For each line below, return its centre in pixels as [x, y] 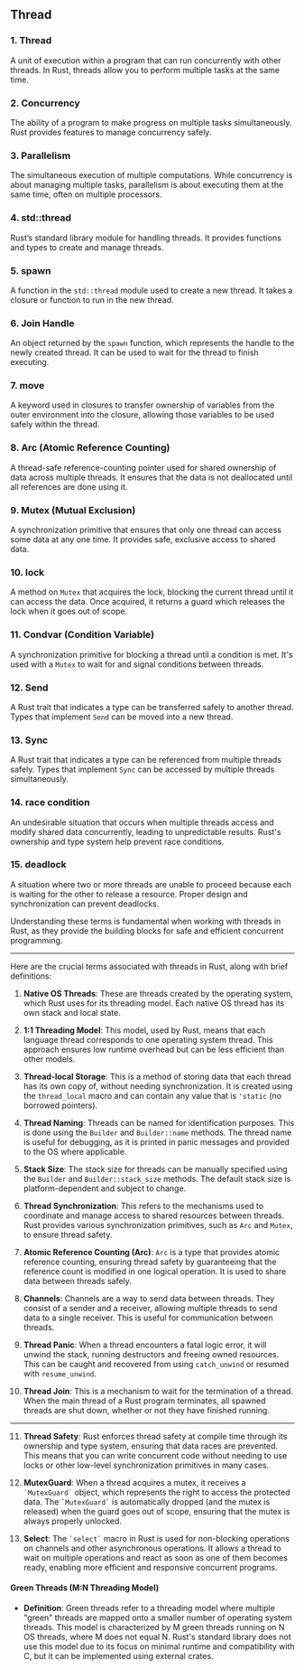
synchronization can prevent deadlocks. [85, 904]
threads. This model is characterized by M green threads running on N [154, 1628]
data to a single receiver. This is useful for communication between [148, 1318]
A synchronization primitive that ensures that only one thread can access [146, 530]
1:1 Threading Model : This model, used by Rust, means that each [144, 1030]
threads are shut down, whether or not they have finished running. [146, 1410]
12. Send [29, 688]
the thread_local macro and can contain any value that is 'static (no [152, 1095]
